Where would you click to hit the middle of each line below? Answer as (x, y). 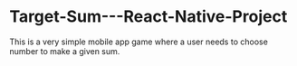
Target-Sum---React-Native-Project (148, 17)
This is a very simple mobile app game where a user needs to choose (139, 42)
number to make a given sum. (65, 51)
